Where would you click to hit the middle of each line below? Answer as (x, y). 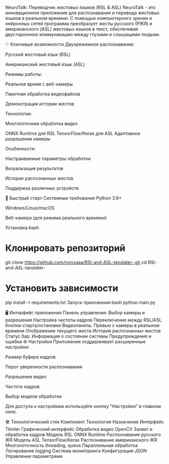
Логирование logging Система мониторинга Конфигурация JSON (76, 451)
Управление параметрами (34, 456)
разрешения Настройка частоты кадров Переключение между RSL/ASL (83, 320)
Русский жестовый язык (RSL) (38, 54)
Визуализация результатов (34, 168)
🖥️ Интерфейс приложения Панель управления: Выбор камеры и (75, 312)
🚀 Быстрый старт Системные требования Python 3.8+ (63, 198)
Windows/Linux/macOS (30, 208)
